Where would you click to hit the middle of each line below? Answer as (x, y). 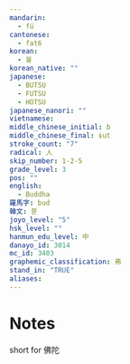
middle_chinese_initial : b (60, 128)
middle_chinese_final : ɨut (60, 136)
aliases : (26, 279)
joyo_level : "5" (40, 220)
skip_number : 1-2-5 (46, 161)
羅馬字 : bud (30, 203)
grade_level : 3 (38, 169)
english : (26, 187)
